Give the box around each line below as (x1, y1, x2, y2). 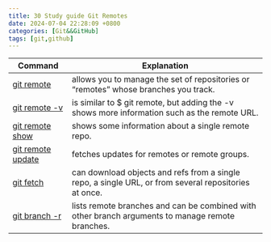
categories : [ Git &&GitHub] (8, 27, 99, 35)
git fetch (12, 177, 44, 189)
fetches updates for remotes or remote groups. (71, 149, 250, 160)
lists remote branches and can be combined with (71, 200, 256, 211)
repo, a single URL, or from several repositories (71, 177, 250, 189)
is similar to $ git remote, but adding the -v (71, 97, 234, 108)
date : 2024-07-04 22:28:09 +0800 (8, 19, 121, 28)
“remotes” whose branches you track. (71, 84, 215, 96)
